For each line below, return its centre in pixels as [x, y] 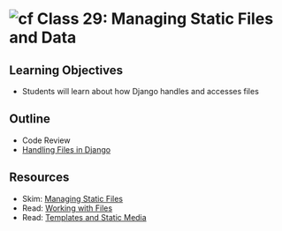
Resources [39, 178]
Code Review [46, 140]
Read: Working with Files [67, 208]
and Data [43, 37]
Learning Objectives [66, 70]
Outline [30, 119]
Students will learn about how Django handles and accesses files [140, 91]
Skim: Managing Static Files [72, 198]
